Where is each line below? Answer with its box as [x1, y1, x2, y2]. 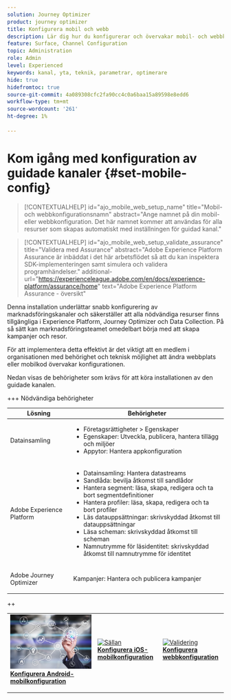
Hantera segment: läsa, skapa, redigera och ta [83, 483, 214, 492]
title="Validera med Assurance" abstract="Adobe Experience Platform [23, 245, 223, 254]
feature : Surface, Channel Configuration [7, 40, 128, 48]
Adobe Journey [10, 570, 54, 579]
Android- [46, 670, 74, 678]
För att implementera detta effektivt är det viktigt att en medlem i [7, 345, 190, 353]
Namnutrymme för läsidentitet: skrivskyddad [83, 542, 210, 550]
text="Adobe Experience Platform [102, 282, 197, 290]
